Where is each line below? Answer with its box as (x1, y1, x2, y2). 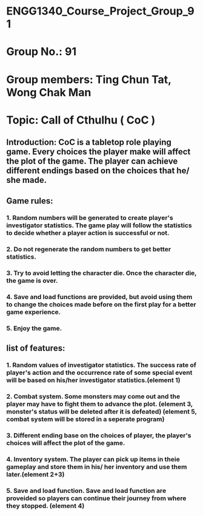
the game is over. (6, 277, 58, 285)
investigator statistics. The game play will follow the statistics (6, 221, 192, 230)
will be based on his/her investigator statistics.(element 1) (6, 376, 181, 385)
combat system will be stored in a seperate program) (6, 415, 165, 423)
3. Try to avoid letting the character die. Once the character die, (6, 269, 197, 277)
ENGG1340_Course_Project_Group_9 (6, 4, 195, 18)
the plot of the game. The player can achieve (6, 156, 178, 167)
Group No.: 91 (6, 45, 77, 59)
